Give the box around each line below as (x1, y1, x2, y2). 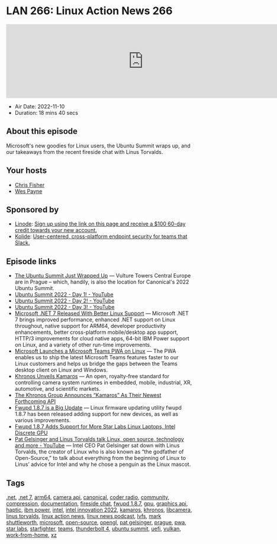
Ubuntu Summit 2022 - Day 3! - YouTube (14, 304, 115, 311)
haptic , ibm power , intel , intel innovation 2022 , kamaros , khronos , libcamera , (6, 506, 192, 513)
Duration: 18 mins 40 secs (14, 109, 79, 116)
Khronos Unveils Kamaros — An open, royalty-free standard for (14, 373, 170, 380)
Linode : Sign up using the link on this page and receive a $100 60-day (14, 220, 186, 227)
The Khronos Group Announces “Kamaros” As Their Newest (14, 392, 162, 399)
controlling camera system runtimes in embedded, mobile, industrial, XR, (14, 379, 192, 386)
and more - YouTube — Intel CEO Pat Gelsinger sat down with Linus (14, 442, 180, 449)
